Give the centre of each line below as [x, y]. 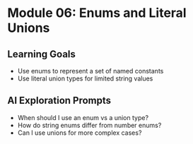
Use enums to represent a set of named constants [90, 71]
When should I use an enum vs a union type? [83, 117]
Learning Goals [42, 54]
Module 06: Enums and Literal [97, 13]
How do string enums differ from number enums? [89, 125]
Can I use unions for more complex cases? [80, 133]
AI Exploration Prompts [59, 101]
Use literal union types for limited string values [85, 78]
